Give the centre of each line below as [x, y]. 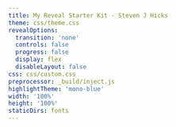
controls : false [42, 45]
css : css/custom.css [42, 74]
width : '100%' [32, 96]
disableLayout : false [51, 67]
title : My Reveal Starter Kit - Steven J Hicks [88, 15]
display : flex [38, 60]
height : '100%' [33, 103]
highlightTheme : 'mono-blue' [56, 89]
